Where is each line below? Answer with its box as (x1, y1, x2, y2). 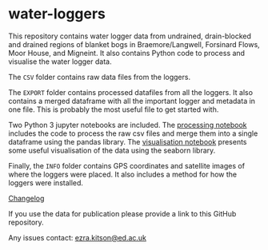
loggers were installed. (8, 177, 84, 188)
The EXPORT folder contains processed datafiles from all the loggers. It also (8, 87, 254, 97)
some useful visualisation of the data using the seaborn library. (8, 145, 216, 155)
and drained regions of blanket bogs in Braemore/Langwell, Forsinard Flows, (8, 39, 260, 49)
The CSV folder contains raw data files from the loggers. (8, 72, 190, 81)
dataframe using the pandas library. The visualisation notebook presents (8, 137, 247, 146)
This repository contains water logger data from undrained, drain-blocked (8, 31, 252, 41)
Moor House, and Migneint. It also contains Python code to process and (8, 48, 246, 58)
